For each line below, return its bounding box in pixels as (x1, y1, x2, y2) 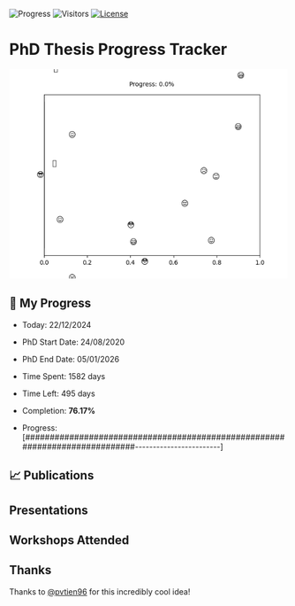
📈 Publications (9, 468, 95, 483)
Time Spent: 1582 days (21, 370, 106, 381)
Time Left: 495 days (21, 388, 95, 399)
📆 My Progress (9, 296, 92, 311)
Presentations (9, 502, 88, 517)
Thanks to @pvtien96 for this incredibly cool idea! (9, 586, 191, 597)
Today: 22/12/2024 (21, 319, 92, 330)
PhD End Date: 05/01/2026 (21, 353, 120, 364)
